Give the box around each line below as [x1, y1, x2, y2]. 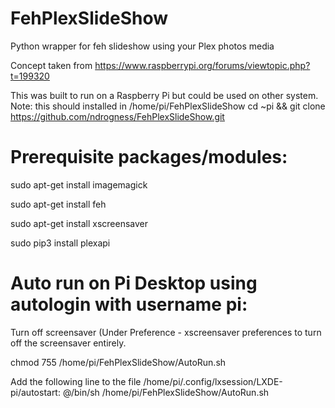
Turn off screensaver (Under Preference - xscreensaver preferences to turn [10, 326, 322, 338]
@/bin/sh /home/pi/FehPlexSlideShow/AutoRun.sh [62, 386, 270, 398]
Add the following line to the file [10, 375, 142, 387]
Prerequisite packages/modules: [10, 146, 288, 169]
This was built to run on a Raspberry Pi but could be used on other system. [10, 89, 319, 101]
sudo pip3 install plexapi [10, 237, 111, 249]
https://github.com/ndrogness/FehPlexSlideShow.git [10, 110, 225, 122]
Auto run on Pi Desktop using [10, 272, 258, 295]
